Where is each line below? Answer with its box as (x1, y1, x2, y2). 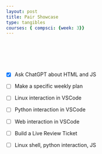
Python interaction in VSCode (14, 106, 86, 113)
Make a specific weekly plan (14, 83, 83, 90)
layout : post (6, 8, 38, 15)
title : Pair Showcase (6, 14, 59, 20)
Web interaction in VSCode (14, 118, 80, 125)
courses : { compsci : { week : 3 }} (6, 25, 85, 31)
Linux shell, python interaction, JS (14, 141, 96, 148)
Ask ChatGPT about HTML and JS (14, 71, 96, 78)
